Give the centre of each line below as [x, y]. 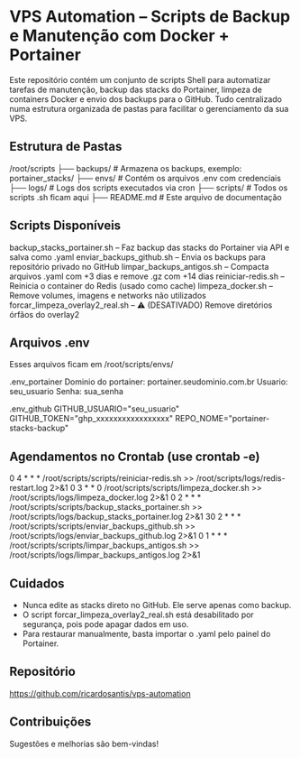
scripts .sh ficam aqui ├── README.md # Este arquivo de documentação [145, 197]
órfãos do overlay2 [45, 314]
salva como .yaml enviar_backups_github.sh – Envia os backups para [137, 257]
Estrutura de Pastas [66, 147]
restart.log [28, 488]
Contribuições [50, 722]
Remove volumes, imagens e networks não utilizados [108, 295]
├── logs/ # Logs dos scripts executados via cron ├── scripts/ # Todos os [149, 188]
